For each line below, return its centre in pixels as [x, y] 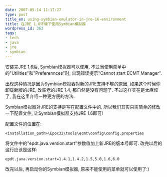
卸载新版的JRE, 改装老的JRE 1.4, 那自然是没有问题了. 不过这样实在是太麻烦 [82, 90]
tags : [11, 33]
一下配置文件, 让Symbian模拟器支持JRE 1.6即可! [54, 113]
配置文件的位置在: [23, 124]
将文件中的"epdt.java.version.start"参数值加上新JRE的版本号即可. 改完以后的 [84, 143]
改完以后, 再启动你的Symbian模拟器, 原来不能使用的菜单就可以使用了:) [77, 169]
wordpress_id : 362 [24, 29]
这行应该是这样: [21, 149]
